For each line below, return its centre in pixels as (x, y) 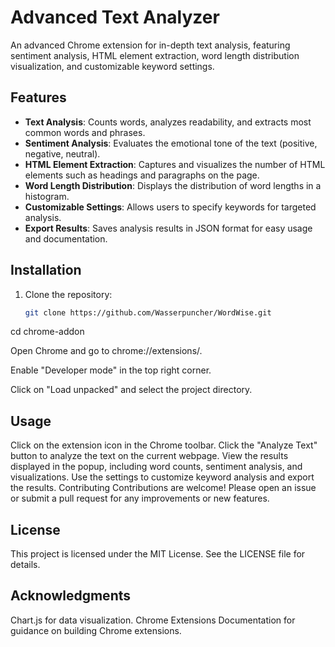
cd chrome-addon (47, 332)
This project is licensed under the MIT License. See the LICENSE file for (158, 554)
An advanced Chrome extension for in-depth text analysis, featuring (150, 45)
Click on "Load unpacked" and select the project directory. (131, 390)
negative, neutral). (62, 153)
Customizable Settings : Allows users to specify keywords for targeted (170, 207)
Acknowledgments (71, 596)
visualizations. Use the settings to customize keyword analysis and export (162, 477)
